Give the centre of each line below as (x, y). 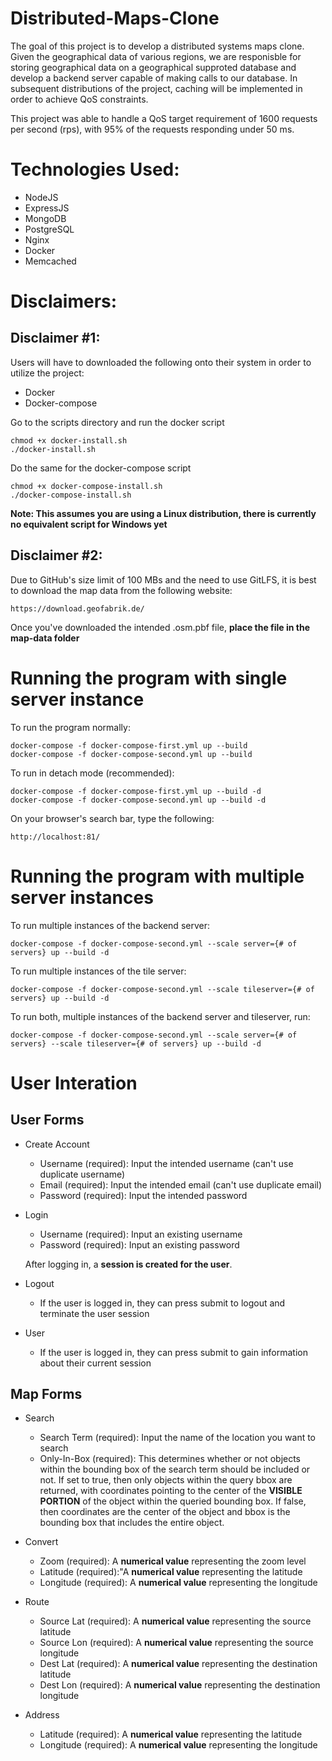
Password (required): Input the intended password (143, 1195)
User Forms (47, 1120)
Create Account (57, 1144)
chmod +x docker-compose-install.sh (86, 486)
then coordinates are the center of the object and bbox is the (165, 1512)
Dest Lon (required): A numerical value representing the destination (180, 1685)
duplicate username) (82, 1174)
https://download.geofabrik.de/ (77, 608)
